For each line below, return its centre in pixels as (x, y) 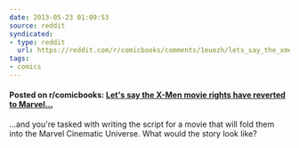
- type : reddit (37, 42)
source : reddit (37, 26)
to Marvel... (31, 105)
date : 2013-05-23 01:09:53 (59, 17)
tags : (19, 58)
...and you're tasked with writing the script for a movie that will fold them (142, 124)
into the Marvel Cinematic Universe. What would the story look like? (133, 134)
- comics (25, 67)
